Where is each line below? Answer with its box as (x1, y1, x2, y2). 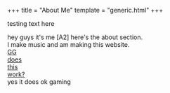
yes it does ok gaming (7, 78, 72, 86)
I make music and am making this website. (7, 41, 130, 48)
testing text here (7, 20, 55, 27)
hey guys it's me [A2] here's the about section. (7, 33, 143, 41)
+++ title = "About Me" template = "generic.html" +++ (7, 6, 164, 14)
